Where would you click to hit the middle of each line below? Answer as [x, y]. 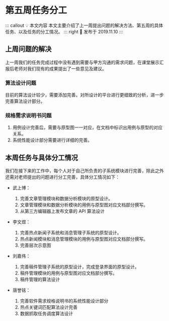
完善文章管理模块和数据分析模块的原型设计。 [66, 199]
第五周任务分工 [36, 10]
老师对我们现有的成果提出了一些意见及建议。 [60, 68]
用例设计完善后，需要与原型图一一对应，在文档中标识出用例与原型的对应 [87, 127]
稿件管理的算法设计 [40, 280]
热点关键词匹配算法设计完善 [49, 307]
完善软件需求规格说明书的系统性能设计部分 [64, 301]
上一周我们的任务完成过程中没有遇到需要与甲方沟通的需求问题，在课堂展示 [82, 62]
